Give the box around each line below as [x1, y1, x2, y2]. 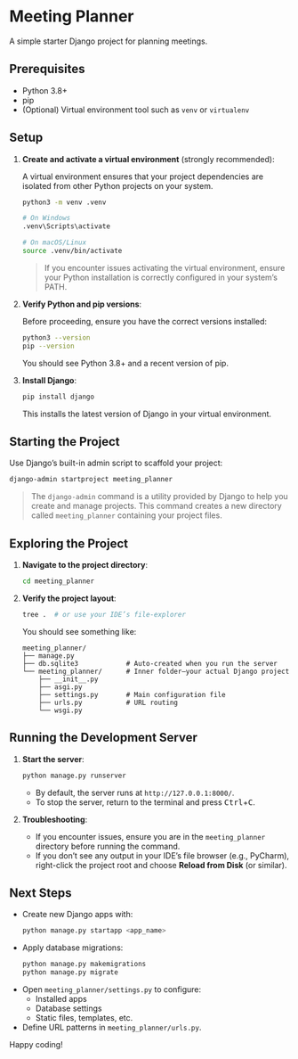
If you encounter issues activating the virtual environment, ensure [44, 262, 286, 273]
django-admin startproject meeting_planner [9, 475, 173, 484]
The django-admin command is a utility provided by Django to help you [30, 491, 289, 502]
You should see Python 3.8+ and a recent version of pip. [21, 357, 230, 368]
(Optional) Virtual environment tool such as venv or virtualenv [21, 104, 250, 115]
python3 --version [21, 332, 91, 342]
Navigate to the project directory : [21, 560, 149, 571]
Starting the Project [9, 434, 120, 449]
